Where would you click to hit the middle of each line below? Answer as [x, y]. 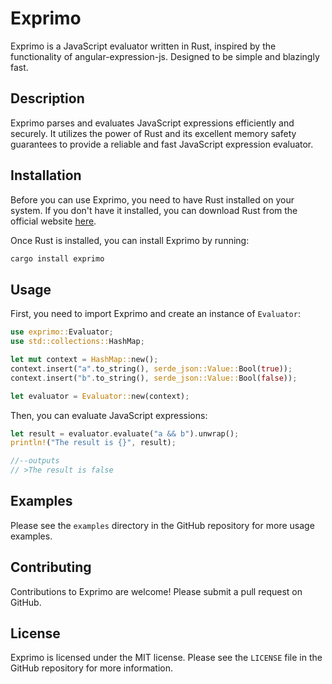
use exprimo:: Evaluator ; [62, 332]
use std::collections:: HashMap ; [77, 342]
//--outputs [35, 461]
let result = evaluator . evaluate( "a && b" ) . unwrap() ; [125, 433]
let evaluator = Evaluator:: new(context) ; [100, 396]
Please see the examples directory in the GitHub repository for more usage [162, 525]
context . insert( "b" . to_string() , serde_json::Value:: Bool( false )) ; [154, 378]
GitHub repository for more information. [91, 668]
